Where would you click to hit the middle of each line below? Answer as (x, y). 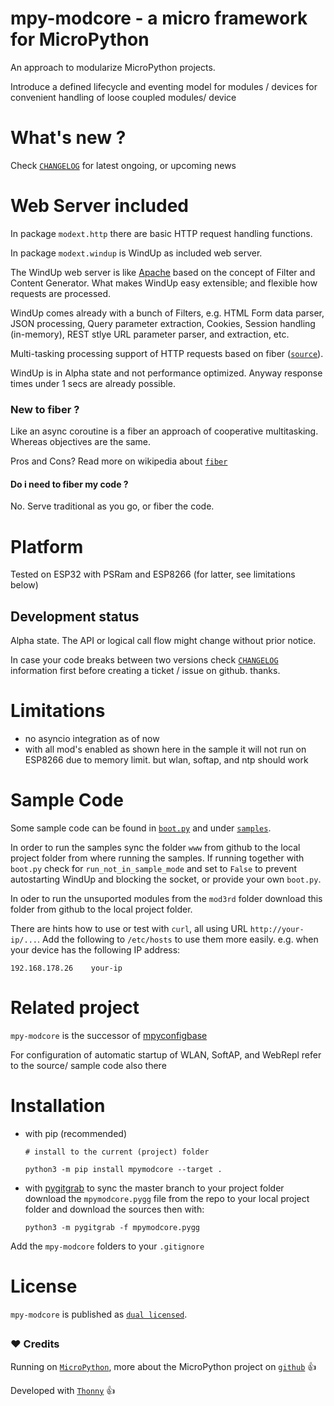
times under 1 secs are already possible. (93, 383)
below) (24, 585)
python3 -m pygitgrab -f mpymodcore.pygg (112, 1227)
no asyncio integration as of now (92, 738)
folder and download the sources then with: (114, 1209)
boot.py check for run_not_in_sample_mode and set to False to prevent (154, 868)
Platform (47, 546)
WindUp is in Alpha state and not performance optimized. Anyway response (166, 373)
